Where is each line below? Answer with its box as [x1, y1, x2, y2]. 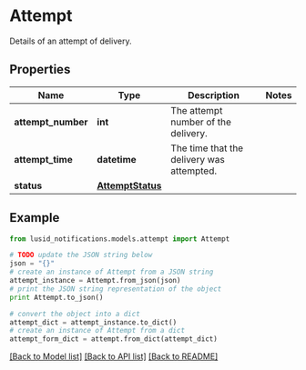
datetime [97, 153, 137, 165]
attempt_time [14, 153, 73, 165]
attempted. [170, 165, 217, 177]
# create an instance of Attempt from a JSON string [9, 267, 214, 277]
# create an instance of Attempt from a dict [9, 326, 185, 335]
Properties [9, 62, 71, 77]
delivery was [170, 153, 226, 165]
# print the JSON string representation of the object [9, 284, 222, 294]
